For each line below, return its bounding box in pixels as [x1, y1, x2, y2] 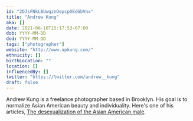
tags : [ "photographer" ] [6, 42, 65, 48]
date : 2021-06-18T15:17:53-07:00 [6, 25, 89, 31]
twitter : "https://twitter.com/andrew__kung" [6, 74, 120, 80]
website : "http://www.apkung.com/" [6, 47, 94, 53]
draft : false [6, 80, 38, 86]
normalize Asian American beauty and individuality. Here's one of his [6, 102, 174, 109]
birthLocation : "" [6, 58, 51, 63]
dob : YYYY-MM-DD [6, 31, 46, 36]
